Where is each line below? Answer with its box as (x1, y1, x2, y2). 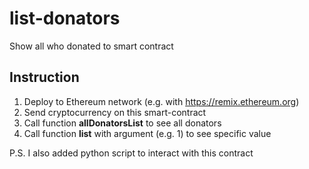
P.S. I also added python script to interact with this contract (9, 147, 254, 159)
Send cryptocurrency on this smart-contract (23, 106, 207, 118)
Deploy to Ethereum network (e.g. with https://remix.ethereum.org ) (23, 95, 300, 107)
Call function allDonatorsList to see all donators (23, 117, 222, 129)
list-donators (9, 7, 121, 30)
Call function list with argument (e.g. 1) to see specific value (23, 127, 272, 139)
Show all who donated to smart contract (9, 40, 174, 52)
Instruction (9, 69, 80, 86)
